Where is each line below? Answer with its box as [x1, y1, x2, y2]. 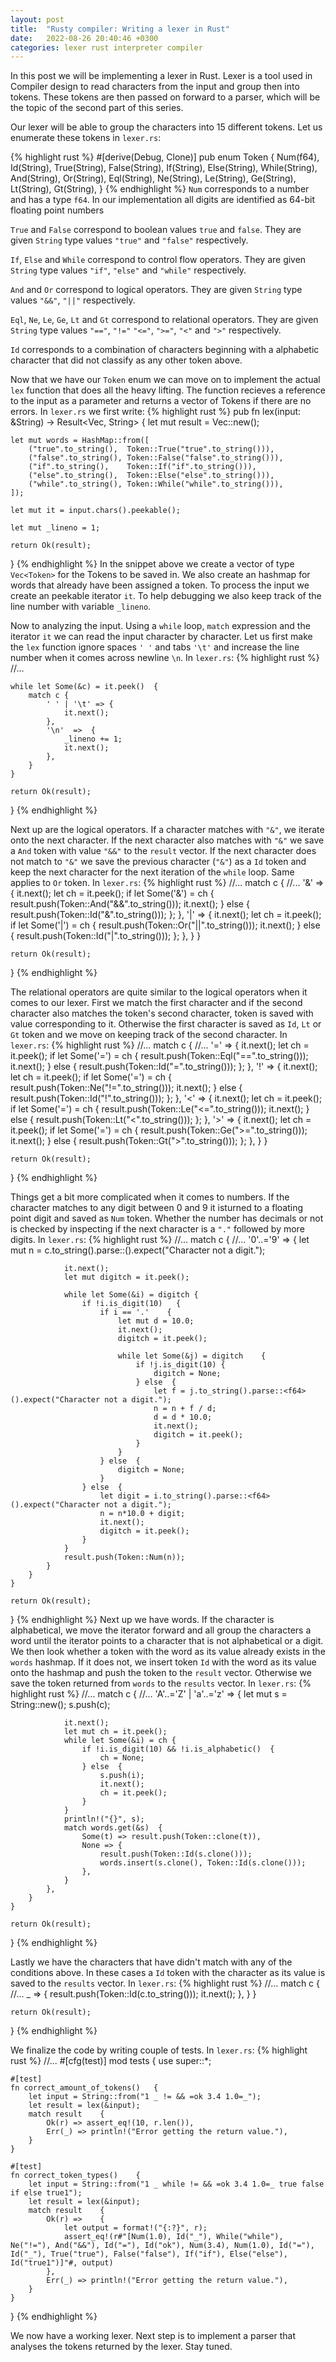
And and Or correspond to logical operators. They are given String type [10, 284, 303, 296]
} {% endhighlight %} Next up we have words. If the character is [10, 1614, 275, 1626]
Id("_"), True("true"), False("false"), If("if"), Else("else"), [10, 2249, 288, 2260]
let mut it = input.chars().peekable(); [10, 506, 182, 516]
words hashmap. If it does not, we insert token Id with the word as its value [10, 1656, 317, 1668]
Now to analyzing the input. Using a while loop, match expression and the [10, 620, 311, 632]
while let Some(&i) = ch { [63, 1736, 177, 1746]
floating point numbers [10, 204, 105, 216]
